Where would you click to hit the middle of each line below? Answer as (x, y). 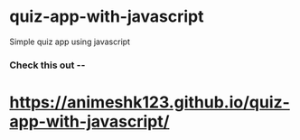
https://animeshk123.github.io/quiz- (150, 103)
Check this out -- (47, 65)
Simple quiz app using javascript (70, 42)
